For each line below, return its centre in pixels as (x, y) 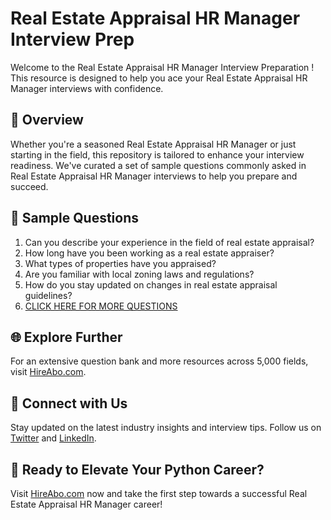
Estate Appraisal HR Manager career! (86, 504)
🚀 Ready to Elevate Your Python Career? (137, 469)
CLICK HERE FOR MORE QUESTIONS (101, 306)
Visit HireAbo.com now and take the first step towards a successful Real (159, 493)
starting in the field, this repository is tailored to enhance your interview (157, 154)
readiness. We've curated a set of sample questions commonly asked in (158, 165)
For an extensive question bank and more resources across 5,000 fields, (159, 361)
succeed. (29, 186)
